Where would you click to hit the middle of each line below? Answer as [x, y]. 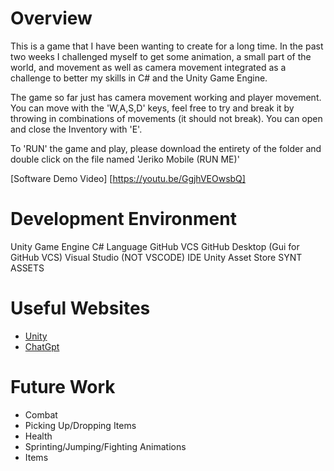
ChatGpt [42, 346]
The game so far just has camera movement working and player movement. [166, 97]
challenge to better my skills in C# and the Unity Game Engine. [139, 78]
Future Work [63, 387]
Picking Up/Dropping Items [80, 425]
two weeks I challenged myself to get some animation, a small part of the [161, 56]
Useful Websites [80, 308]
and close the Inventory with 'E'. [76, 129]
